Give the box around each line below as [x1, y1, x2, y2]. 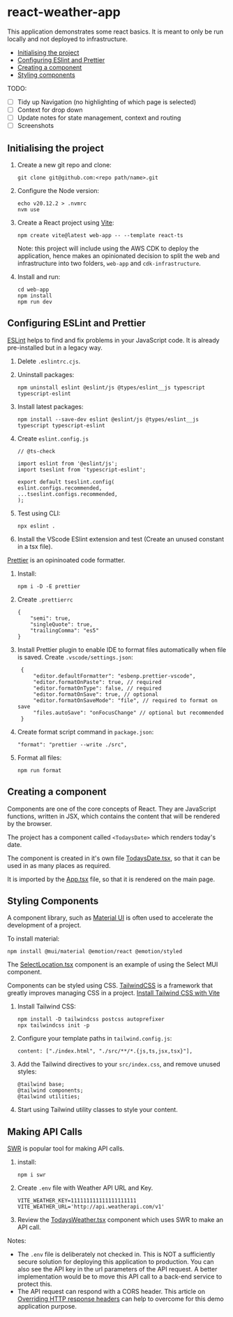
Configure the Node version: [17, 187, 100, 194]
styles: [17, 1067, 37, 1076]
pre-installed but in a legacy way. [7, 343, 103, 352]
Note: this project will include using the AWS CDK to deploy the [17, 244, 200, 252]
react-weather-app [7, 4, 121, 20]
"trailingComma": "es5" [30, 627, 99, 634]
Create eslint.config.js [17, 434, 89, 443]
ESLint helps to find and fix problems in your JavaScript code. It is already [7, 336, 220, 344]
